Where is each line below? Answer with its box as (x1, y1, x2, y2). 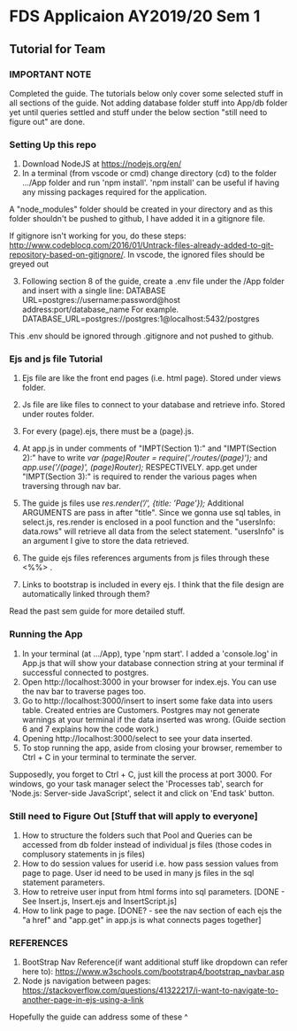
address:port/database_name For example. (21, 304, 179, 315)
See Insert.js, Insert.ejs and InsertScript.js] (21, 896, 178, 907)
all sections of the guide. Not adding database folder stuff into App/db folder (9, 97, 288, 108)
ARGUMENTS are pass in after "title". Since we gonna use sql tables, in (21, 508, 281, 518)
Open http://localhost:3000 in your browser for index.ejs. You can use (21, 676, 277, 687)
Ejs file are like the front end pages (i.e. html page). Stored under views (21, 373, 281, 384)
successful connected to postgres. (21, 667, 149, 678)
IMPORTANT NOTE (9, 68, 92, 81)
